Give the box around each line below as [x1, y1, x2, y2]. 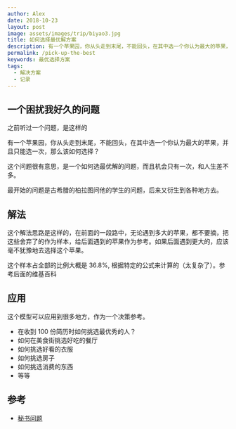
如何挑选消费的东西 [17, 362, 74, 371]
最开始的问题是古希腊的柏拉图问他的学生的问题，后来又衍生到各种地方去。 [7, 186, 223, 194]
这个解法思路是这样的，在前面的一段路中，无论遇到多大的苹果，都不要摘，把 [7, 229, 229, 236]
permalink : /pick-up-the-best [7, 50, 96, 57]
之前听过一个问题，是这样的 [7, 124, 88, 132]
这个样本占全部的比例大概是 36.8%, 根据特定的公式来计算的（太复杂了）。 [7, 261, 219, 269]
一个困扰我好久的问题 [7, 103, 100, 115]
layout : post [7, 23, 46, 30]
